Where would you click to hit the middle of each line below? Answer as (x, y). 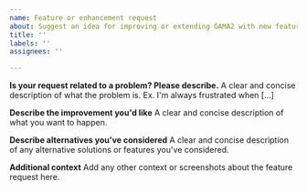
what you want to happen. (58, 123)
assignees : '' (37, 52)
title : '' (28, 35)
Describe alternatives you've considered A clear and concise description (149, 140)
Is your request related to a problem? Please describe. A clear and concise (153, 85)
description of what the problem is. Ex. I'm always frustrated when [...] (142, 95)
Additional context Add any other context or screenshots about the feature (151, 167)
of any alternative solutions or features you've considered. (120, 150)
